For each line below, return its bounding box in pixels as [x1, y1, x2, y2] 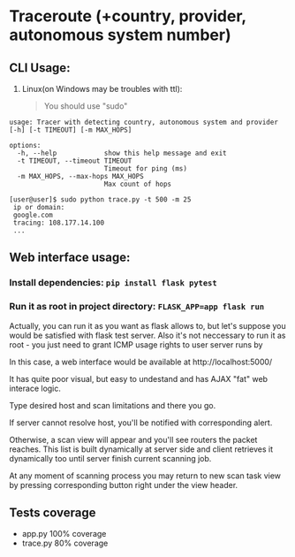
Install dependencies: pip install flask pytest [9, 277, 218, 289]
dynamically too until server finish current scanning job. [9, 453, 212, 463]
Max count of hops [103, 179, 172, 188]
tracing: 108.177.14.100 [12, 218, 104, 227]
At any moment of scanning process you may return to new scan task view [9, 470, 281, 481]
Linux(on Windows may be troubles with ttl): [21, 84, 183, 94]
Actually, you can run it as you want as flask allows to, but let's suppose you [9, 320, 287, 331]
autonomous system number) [9, 25, 231, 45]
